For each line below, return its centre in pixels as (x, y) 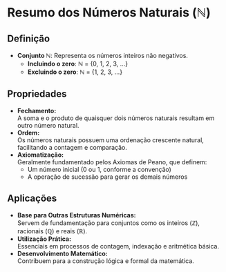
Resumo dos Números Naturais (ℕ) (109, 13)
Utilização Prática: (44, 239)
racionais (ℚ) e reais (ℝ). (52, 231)
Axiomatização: (40, 155)
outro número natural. (48, 125)
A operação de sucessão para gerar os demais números (107, 177)
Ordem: (28, 133)
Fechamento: (37, 110)
